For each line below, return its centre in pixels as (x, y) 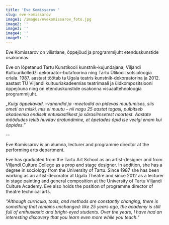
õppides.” (16, 125)
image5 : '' (17, 38)
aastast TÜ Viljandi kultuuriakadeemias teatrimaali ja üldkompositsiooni (79, 83)
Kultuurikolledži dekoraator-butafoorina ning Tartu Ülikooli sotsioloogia (79, 72)
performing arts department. (35, 150)
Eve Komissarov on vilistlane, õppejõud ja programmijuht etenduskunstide (82, 52)
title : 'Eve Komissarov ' (33, 10)
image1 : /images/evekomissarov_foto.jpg (49, 19)
